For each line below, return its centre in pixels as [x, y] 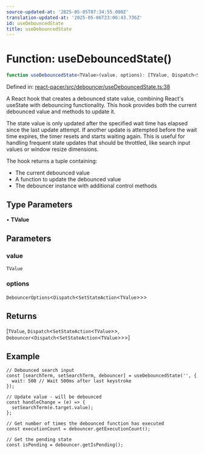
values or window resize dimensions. [53, 149]
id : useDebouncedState [35, 23]
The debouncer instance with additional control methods [86, 186]
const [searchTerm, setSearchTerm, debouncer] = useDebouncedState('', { [102, 376]
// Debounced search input [40, 371]
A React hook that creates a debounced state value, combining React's [95, 99]
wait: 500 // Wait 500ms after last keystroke [72, 381]
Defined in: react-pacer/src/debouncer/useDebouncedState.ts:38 [88, 87]
